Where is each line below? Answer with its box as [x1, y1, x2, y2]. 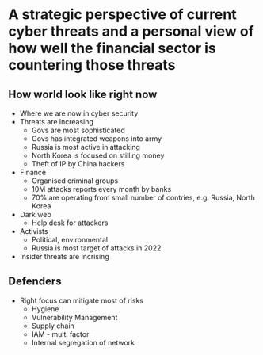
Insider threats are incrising [19, 252, 109, 261]
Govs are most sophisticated [31, 125, 125, 135]
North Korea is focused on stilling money [31, 151, 165, 160]
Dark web [19, 210, 51, 219]
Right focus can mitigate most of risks [19, 296, 144, 305]
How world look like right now [8, 87, 158, 101]
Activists [19, 227, 48, 235]
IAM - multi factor [31, 329, 90, 338]
